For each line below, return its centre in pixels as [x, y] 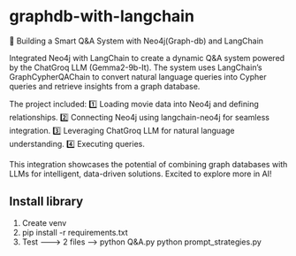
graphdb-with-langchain [102, 16]
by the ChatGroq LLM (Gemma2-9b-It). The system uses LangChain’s [136, 67]
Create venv [44, 222]
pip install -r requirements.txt [75, 232]
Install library [46, 202]
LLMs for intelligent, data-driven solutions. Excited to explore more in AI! [140, 174]
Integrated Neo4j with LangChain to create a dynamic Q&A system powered [147, 58]
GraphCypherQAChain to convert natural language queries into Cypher [138, 76]
